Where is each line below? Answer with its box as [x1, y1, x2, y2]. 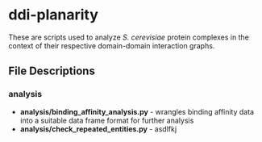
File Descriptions [8, 65, 95, 78]
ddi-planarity [8, 6, 99, 24]
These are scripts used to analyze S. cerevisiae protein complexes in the [8, 32, 250, 42]
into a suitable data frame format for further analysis [19, 115, 194, 125]
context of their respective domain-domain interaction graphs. [8, 40, 215, 50]
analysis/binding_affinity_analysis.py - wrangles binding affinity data [19, 106, 255, 116]
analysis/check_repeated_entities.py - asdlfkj [19, 123, 177, 134]
